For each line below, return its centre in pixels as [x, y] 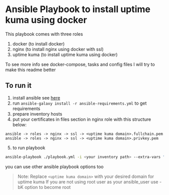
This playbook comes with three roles [44, 34]
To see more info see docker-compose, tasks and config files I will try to [80, 64]
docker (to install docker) [38, 43]
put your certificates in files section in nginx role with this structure [82, 119]
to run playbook [29, 148]
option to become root [48, 187]
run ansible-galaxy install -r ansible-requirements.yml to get [79, 103]
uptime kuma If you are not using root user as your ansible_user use [88, 182]
